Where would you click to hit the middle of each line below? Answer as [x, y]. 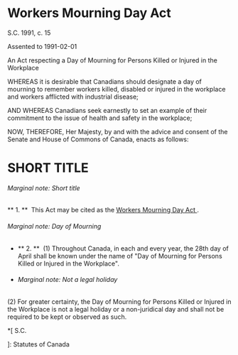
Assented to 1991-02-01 [42, 46]
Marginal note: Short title [44, 188]
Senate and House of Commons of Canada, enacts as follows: [98, 139]
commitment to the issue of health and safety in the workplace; [100, 118]
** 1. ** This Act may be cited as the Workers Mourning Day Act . [103, 210]
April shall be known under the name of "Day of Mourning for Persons [120, 256]
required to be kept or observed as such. [67, 317]
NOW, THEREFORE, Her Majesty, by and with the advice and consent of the [118, 131]
